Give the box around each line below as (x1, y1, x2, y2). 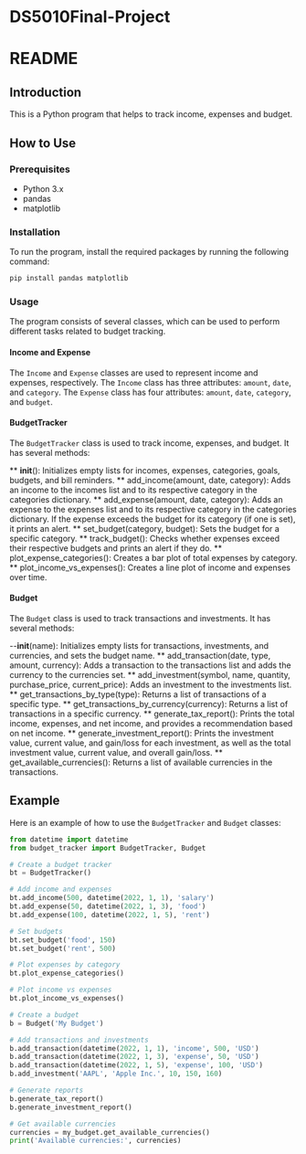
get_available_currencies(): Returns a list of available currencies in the (9, 757, 273, 768)
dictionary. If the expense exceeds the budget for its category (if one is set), (9, 513, 296, 524)
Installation (9, 226, 61, 238)
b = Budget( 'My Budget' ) (9, 1019, 104, 1028)
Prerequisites (9, 163, 70, 175)
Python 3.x (22, 183, 64, 194)
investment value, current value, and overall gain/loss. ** (9, 746, 224, 757)
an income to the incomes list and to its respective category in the (9, 484, 258, 495)
